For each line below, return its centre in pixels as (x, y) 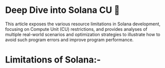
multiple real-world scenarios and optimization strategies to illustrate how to (83, 34)
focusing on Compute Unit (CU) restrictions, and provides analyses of (76, 29)
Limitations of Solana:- (53, 60)
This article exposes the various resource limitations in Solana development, (83, 24)
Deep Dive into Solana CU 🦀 (62, 10)
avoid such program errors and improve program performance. (69, 40)
